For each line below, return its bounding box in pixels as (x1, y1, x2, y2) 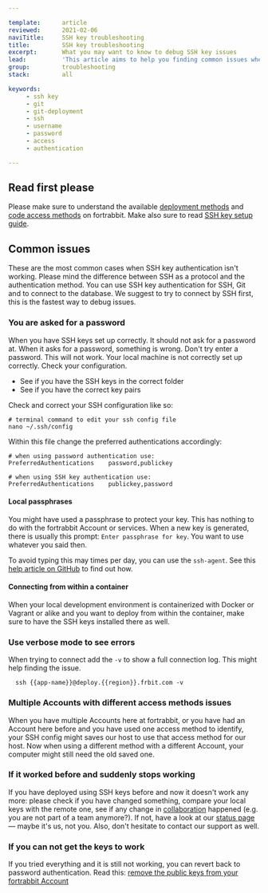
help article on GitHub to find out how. (8, 563, 133, 573)
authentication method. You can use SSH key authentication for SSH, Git (8, 280, 246, 290)
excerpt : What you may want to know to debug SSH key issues (8, 49, 238, 57)
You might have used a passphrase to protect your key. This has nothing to (8, 514, 254, 524)
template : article (8, 18, 88, 26)
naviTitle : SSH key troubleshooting (8, 34, 145, 41)
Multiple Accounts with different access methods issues (8, 697, 232, 709)
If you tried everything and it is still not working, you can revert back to (8, 859, 241, 869)
